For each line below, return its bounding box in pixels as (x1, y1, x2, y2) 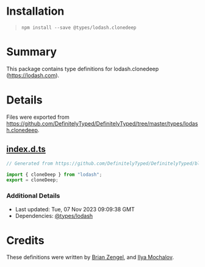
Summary (6, 45, 57, 59)
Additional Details (6, 192, 60, 200)
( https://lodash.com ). (6, 72, 60, 79)
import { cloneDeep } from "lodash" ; (6, 171, 103, 178)
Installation (6, 4, 65, 18)
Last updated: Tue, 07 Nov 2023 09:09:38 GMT (15, 205, 135, 212)
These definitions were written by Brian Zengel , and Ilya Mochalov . (6, 254, 174, 261)
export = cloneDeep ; (6, 177, 59, 183)
